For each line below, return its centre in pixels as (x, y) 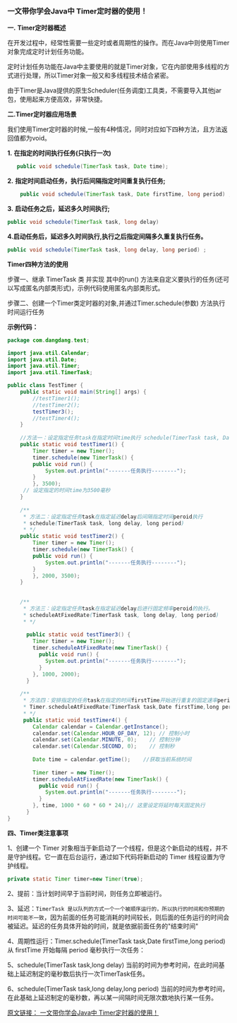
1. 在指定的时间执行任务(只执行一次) (59, 153)
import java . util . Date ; (42, 359)
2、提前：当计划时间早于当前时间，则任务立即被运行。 (86, 893)
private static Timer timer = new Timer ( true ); (75, 879)
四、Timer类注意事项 (38, 833)
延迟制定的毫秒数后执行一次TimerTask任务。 (84, 974)
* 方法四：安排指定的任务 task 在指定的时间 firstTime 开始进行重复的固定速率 (120, 700)
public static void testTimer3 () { (78, 635)
